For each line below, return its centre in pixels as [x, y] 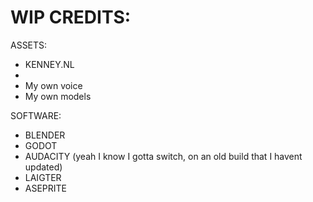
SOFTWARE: [36, 115]
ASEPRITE [46, 188]
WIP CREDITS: [71, 17]
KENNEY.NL [49, 64]
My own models [58, 96]
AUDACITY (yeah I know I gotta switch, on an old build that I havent [163, 156]
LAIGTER [43, 177]
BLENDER [45, 135]
